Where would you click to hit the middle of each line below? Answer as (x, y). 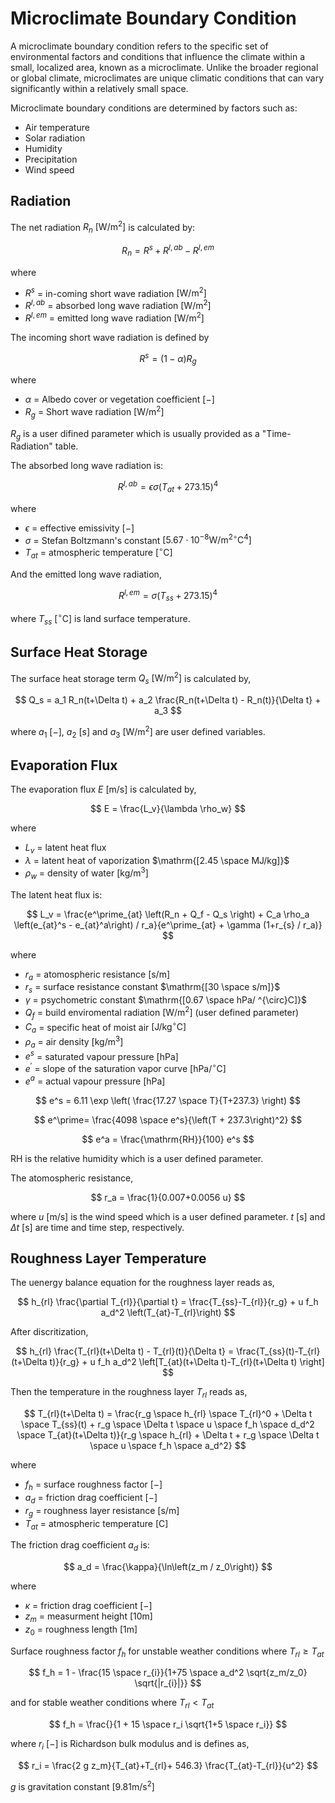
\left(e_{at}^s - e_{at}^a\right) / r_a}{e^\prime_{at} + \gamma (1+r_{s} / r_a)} (168, 924)
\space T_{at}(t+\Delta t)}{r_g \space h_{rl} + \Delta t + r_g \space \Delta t (168, 1435)
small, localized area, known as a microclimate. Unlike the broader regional (164, 67)
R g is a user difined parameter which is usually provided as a (135, 434)
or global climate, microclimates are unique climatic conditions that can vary (167, 78)
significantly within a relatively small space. (99, 88)
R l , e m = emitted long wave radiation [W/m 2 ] (114, 317)
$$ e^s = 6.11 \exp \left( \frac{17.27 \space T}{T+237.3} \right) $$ (168, 1100)
